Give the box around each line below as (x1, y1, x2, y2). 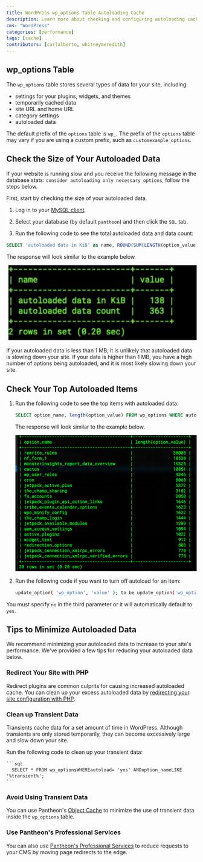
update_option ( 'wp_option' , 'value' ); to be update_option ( (14, 589, 175, 595)
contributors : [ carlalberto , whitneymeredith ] (6, 42, 126, 48)
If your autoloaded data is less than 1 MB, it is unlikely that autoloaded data (6, 347, 192, 354)
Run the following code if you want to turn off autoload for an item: (14, 577, 181, 585)
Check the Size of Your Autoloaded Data (6, 154, 161, 164)
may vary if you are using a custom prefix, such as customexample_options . (6, 136, 192, 143)
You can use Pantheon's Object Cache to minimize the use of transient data (6, 807, 195, 814)
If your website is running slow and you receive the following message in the (6, 170, 197, 177)
